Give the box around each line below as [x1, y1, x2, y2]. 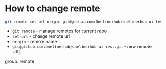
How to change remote [5, 3, 100, 14]
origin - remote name [12, 38, 58, 44]
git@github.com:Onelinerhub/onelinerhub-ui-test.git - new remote [12, 44, 152, 49]
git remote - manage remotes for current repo [12, 28, 107, 34]
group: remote [5, 58, 35, 64]
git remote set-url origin [5, 19, 61, 24]
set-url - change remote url [12, 33, 70, 39]
